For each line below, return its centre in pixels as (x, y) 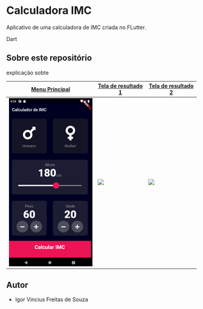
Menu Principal (51, 89)
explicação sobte (28, 73)
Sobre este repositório (49, 58)
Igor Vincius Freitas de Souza (52, 299)
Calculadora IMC (49, 11)
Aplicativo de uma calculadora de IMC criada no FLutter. (76, 27)
